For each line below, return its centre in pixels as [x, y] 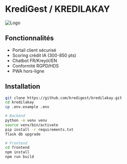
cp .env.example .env [27, 107]
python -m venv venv [26, 121]
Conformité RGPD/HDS [35, 66]
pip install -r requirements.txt [39, 130]
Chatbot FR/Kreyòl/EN [35, 61]
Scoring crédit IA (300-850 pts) [44, 55]
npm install [17, 152]
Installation [23, 86]
